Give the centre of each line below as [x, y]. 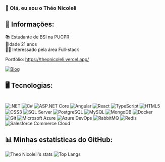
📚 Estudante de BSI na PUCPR [37, 37]
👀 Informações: [30, 24]
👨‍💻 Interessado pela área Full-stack [42, 49]
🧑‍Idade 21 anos [21, 44]
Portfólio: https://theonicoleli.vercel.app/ [47, 59]
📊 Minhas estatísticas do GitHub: [59, 140]
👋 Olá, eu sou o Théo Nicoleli [41, 8]
